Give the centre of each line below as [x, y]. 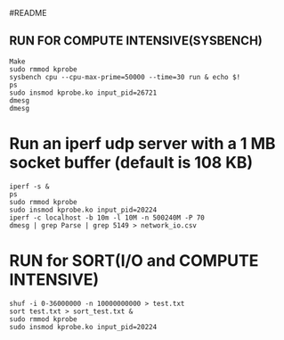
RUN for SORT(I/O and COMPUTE [134, 260]
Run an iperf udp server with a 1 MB [142, 144]
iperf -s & [29, 187]
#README [28, 13]
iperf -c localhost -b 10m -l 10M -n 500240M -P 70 [107, 218]
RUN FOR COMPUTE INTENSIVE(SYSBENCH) [136, 41]
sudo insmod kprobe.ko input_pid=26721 [83, 93]
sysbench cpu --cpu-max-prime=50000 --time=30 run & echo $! [125, 77]
